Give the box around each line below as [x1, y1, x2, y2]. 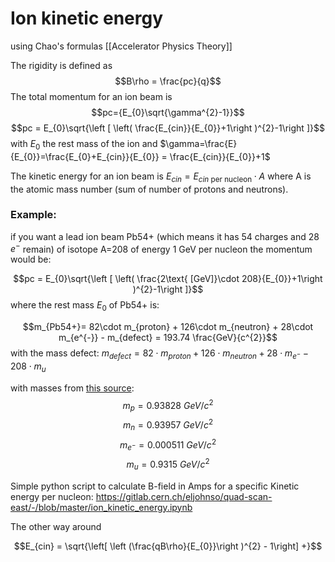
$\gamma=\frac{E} [159, 137, 238, 149]
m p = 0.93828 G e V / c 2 [122, 397, 214, 414]
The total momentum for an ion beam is [10, 90, 173, 102]
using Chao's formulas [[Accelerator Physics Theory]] [10, 40, 233, 52]
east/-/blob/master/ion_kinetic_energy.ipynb [10, 501, 193, 513]
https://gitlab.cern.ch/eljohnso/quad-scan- [95, 490, 273, 502]
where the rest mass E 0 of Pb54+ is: [10, 299, 160, 314]
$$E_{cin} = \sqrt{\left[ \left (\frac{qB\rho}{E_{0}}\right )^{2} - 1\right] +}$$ [13, 540, 323, 552]
